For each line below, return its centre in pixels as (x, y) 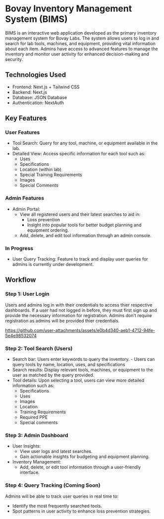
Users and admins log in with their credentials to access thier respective (79, 305)
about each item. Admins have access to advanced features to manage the (82, 49)
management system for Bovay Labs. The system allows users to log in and (82, 38)
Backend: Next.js (29, 92)
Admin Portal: (26, 209)
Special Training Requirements (51, 175)
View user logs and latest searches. (56, 452)
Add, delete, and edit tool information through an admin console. (85, 235)
